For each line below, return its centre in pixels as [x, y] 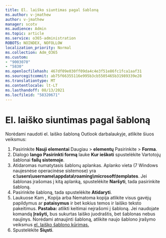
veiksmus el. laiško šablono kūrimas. [51, 225]
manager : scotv [21, 24]
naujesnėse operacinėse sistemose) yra [54, 171]
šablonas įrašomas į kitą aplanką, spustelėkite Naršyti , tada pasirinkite [86, 182]
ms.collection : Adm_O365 [31, 52]
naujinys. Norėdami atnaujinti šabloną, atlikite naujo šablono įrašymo [84, 219]
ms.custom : [17, 57]
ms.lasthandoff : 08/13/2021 [35, 90]
